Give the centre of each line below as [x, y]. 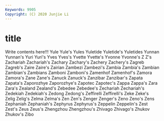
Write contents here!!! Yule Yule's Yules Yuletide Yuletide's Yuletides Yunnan [82, 52]
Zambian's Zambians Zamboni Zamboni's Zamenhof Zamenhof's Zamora [79, 73]
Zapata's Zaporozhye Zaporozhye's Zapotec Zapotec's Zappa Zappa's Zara [81, 83]
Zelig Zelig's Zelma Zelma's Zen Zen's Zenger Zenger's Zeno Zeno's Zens [80, 99]
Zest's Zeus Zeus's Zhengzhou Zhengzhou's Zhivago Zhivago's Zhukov [78, 109]
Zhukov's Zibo [20, 114]
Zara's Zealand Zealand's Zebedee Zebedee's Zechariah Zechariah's [75, 88]
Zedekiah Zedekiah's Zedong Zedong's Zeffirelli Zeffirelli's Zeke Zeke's [77, 94]
